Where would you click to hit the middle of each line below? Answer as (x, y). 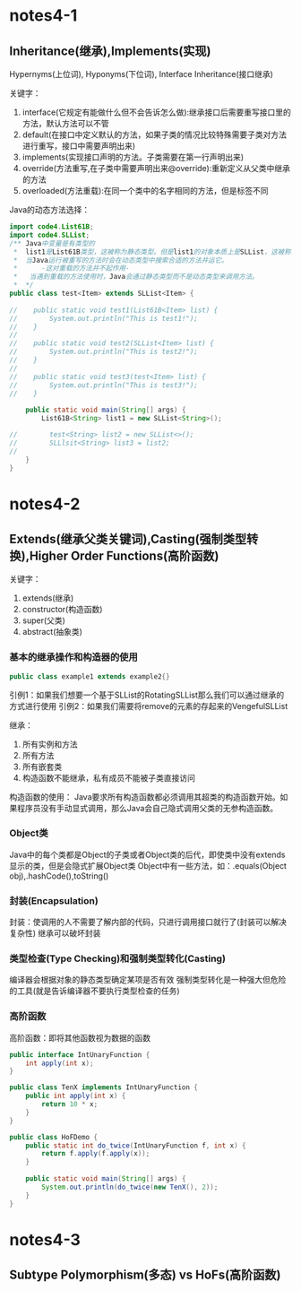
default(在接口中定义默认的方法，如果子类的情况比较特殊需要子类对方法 (154, 134)
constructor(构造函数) (62, 610)
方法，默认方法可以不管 (65, 123)
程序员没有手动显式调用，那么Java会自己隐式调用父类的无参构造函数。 (147, 808)
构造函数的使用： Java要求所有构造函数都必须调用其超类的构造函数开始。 (145, 797)
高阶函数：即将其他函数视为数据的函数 (80, 1037)
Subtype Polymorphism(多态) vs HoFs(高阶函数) (145, 1275)
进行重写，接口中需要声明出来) (79, 146)
